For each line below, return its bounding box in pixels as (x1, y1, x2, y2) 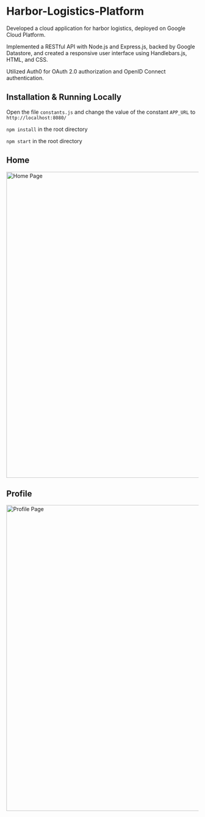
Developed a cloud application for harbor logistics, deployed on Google (6, 24, 186, 32)
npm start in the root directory (6, 137, 82, 144)
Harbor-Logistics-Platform (6, 4, 145, 18)
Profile (6, 488, 32, 499)
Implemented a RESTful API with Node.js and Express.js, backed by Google (6, 43, 195, 50)
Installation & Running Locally (6, 92, 122, 102)
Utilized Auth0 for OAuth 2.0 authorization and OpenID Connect (6, 67, 166, 75)
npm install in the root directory (6, 125, 88, 133)
